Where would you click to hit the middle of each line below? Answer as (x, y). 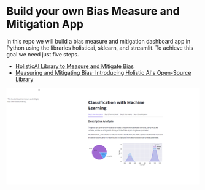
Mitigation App (45, 24)
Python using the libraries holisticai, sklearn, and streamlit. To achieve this (100, 48)
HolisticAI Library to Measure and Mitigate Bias (74, 66)
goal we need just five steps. (43, 54)
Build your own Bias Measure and (93, 11)
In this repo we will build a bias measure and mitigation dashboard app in (99, 41)
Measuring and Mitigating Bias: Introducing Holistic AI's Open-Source (103, 72)
